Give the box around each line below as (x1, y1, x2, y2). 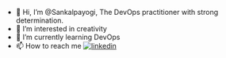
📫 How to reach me (15, 42, 82, 50)
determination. (15, 16, 64, 25)
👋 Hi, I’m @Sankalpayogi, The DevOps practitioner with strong (15, 8, 219, 16)
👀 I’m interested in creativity (15, 24, 107, 33)
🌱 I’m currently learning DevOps (15, 32, 121, 42)
